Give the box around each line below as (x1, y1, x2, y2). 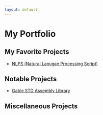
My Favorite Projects (4, 47, 69, 56)
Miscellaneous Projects (4, 102, 78, 110)
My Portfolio (4, 28, 56, 39)
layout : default (4, 7, 38, 12)
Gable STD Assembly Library (11, 88, 71, 93)
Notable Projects (4, 75, 57, 83)
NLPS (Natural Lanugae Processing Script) (11, 61, 98, 67)
